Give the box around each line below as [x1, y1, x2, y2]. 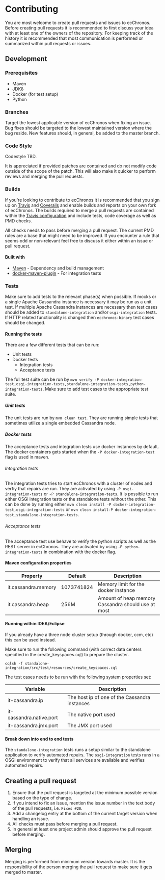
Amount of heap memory [98, 595, 156, 602]
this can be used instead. [5, 637, 56, 642]
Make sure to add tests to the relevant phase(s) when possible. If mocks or [5, 293, 157, 300]
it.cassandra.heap [7, 601, 49, 608]
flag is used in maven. [5, 454, 50, 460]
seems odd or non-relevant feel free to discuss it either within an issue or [5, 238, 153, 243]
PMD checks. [5, 217, 32, 224]
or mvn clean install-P [65, 507, 113, 512]
